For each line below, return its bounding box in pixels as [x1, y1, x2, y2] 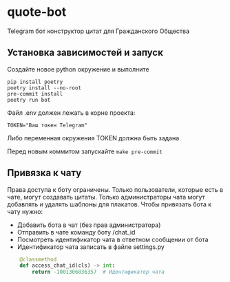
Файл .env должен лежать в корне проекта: [7, 108, 136, 117]
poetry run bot [7, 96, 51, 103]
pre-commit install [7, 90, 63, 97]
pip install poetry [7, 78, 63, 85]
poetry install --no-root [7, 84, 81, 91]
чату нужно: [7, 207, 43, 215]
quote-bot [7, 4, 67, 20]
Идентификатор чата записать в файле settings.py [17, 242, 165, 251]
